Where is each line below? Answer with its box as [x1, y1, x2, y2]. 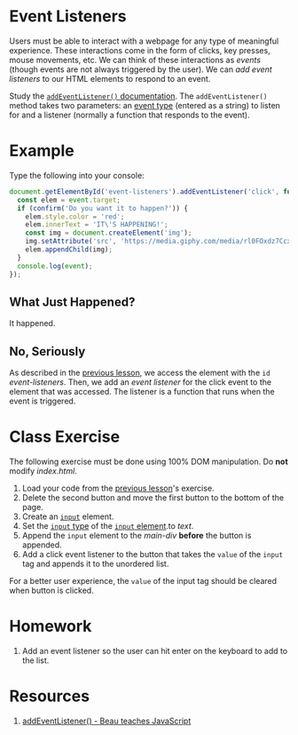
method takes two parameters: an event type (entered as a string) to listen [9, 100, 281, 110]
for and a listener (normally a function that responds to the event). [9, 109, 250, 120]
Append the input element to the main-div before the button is [21, 531, 252, 541]
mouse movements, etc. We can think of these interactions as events [9, 54, 262, 65]
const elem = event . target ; [17, 196, 122, 204]
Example [9, 140, 74, 161]
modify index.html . [9, 466, 77, 476]
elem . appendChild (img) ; [25, 245, 114, 254]
